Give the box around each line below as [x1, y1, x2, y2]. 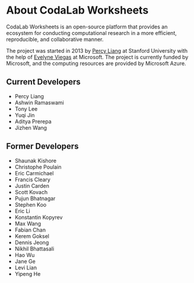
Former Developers [6, 141, 79, 152]
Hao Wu [14, 251, 35, 258]
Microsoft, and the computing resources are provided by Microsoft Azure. [6, 60, 186, 67]
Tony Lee [14, 105, 38, 112]
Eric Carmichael [14, 169, 54, 176]
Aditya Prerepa [14, 118, 52, 125]
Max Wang [14, 220, 42, 227]
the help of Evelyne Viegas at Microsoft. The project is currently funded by [6, 53, 189, 60]
